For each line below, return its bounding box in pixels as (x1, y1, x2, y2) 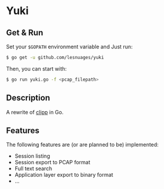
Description (6, 93, 50, 103)
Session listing (14, 152, 50, 160)
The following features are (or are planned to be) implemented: (6, 141, 159, 148)
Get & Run (6, 28, 43, 38)
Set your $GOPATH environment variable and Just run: (6, 43, 133, 50)
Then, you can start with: (6, 65, 67, 72)
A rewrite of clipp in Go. (6, 108, 64, 115)
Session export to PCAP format (14, 159, 90, 166)
